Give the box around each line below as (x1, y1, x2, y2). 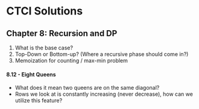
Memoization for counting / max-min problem (14, 57, 128, 64)
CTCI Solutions (6, 4, 83, 18)
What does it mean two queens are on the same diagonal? (14, 84, 160, 92)
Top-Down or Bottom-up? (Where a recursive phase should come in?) (14, 51, 189, 58)
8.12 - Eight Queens (6, 70, 56, 78)
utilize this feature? (14, 97, 63, 104)
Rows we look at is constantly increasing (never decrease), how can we (14, 90, 193, 98)
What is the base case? (14, 44, 74, 51)
